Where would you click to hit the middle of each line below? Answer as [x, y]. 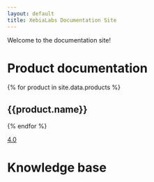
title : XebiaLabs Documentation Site [62, 20]
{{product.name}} [47, 109]
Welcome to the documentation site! [59, 40]
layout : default [31, 14]
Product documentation [77, 68]
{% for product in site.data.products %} [64, 87]
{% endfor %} [27, 126]
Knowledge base [57, 168]
